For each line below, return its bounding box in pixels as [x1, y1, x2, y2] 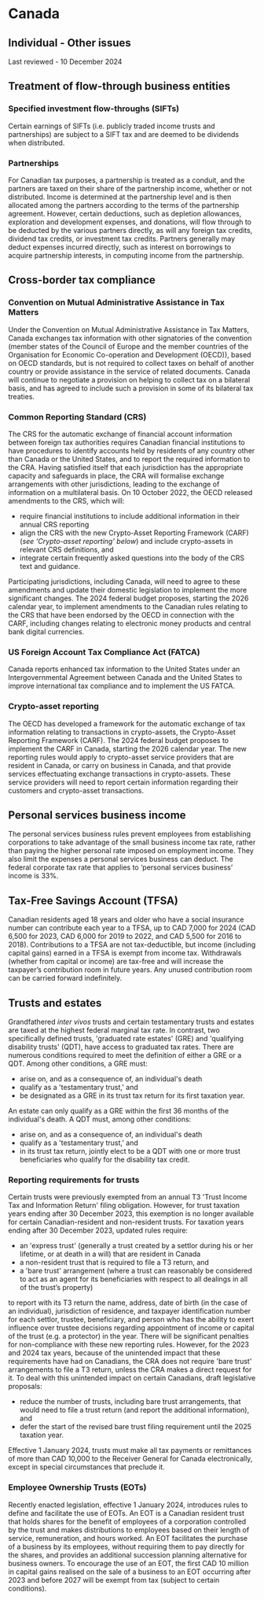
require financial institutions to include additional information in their [19, 511, 240, 520]
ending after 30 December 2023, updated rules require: [8, 1225, 189, 1236]
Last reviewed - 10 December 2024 [8, 57, 123, 66]
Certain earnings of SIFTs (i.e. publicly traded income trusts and [8, 121, 215, 131]
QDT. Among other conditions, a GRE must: [8, 1059, 148, 1068]
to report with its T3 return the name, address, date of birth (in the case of [8, 1298, 248, 1307]
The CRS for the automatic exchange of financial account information [8, 429, 233, 438]
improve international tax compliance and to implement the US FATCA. [8, 682, 236, 691]
